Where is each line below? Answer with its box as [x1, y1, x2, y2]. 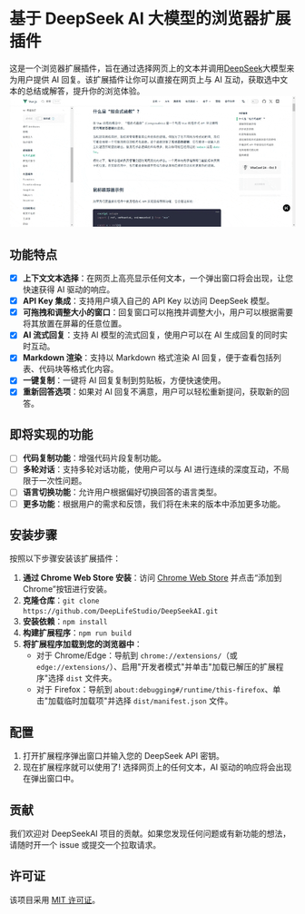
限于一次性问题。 [22, 476, 87, 486]
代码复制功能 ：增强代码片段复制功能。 [22, 453, 166, 464]
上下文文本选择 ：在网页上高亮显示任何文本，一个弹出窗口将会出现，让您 [22, 273, 293, 284]
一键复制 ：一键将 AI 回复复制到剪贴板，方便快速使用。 [22, 375, 227, 386]
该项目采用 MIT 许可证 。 [9, 894, 101, 905]
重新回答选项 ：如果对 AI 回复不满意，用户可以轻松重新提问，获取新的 [22, 387, 282, 398]
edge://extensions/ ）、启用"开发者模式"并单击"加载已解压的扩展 [35, 662, 277, 673]
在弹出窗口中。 [22, 773, 79, 784]
